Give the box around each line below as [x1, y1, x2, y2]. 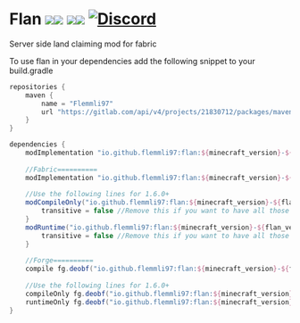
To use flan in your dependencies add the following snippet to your [9, 55, 256, 66]
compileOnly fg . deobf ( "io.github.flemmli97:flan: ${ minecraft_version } [25, 289, 294, 298]
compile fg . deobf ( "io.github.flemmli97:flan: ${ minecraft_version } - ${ [25, 264, 290, 274]
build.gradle [9, 65, 54, 76]
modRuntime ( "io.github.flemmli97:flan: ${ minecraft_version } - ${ [25, 223, 266, 232]
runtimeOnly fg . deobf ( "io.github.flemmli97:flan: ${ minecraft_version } [25, 297, 294, 307]
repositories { [9, 82, 66, 91]
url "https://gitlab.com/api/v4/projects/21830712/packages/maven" [41, 107, 297, 116]
